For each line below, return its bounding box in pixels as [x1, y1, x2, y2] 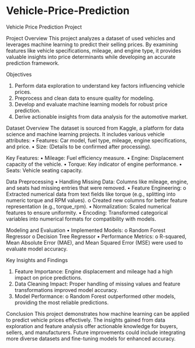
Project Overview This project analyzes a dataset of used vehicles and [6, 34, 176, 41]
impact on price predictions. [14, 274, 83, 281]
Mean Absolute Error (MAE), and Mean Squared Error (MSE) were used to [6, 239, 183, 246]
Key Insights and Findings [6, 256, 68, 263]
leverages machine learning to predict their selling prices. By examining [6, 41, 178, 48]
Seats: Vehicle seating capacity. [6, 166, 83, 173]
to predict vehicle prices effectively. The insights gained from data [6, 316, 165, 323]
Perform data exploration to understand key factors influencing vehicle [14, 82, 185, 89]
